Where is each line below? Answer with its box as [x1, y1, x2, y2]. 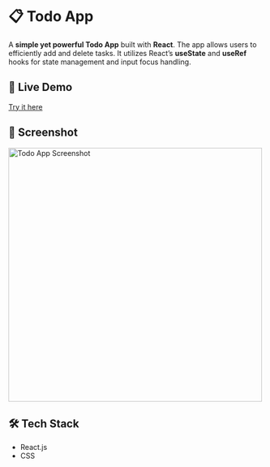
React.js [19, 443, 48, 452]
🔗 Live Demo [8, 80, 73, 94]
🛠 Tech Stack [8, 417, 79, 430]
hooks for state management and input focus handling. [8, 57, 192, 67]
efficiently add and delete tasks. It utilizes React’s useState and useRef [8, 48, 247, 58]
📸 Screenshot [8, 126, 79, 140]
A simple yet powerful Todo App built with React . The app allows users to [8, 39, 257, 50]
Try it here [8, 102, 43, 111]
